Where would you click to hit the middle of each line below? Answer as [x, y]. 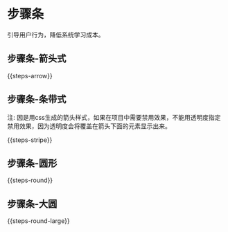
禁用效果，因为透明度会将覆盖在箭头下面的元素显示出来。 [89, 126]
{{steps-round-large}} [39, 221]
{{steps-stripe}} [30, 140]
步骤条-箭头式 [37, 59]
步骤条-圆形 [32, 163]
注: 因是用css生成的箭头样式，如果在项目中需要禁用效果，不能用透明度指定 [114, 117]
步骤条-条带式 [37, 99]
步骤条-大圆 [32, 204]
